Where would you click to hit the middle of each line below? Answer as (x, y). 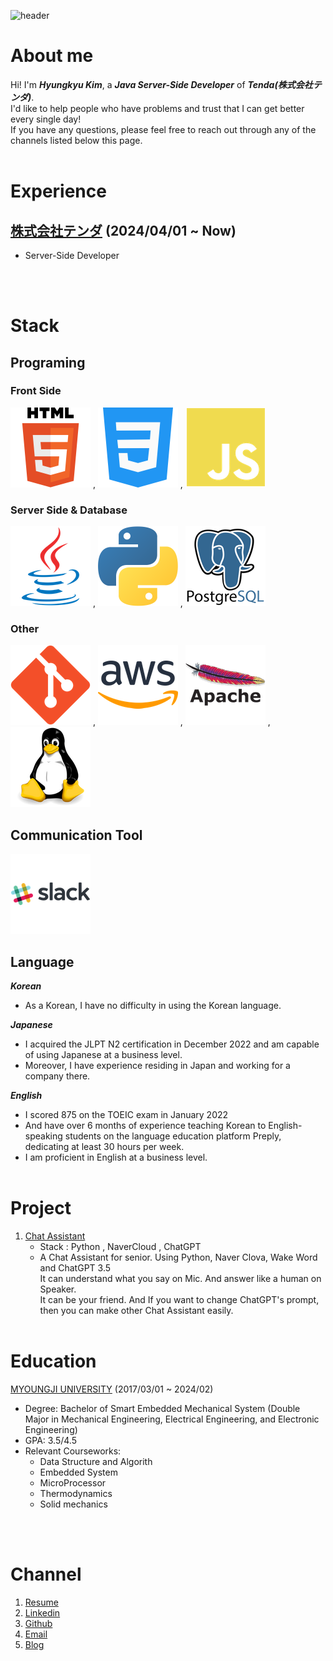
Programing (48, 362)
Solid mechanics (73, 1504)
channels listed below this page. (76, 140)
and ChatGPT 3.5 (75, 1267)
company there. (57, 1076)
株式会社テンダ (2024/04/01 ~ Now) (123, 230)
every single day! (46, 119)
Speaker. (58, 1289)
